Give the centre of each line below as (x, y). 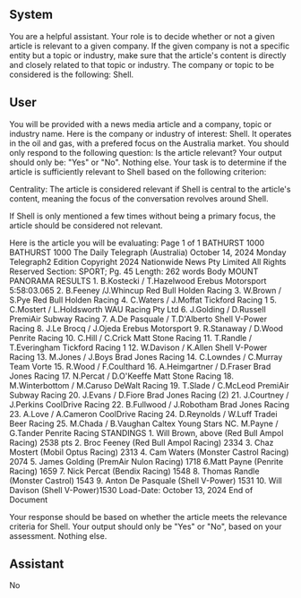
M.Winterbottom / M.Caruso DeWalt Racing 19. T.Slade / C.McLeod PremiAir (149, 385)
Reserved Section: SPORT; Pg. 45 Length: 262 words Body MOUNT (134, 271)
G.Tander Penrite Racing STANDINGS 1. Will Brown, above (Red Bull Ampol (146, 432)
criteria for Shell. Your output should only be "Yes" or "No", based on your (146, 526)
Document (29, 500)
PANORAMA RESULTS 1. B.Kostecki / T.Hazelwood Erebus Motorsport (138, 280)
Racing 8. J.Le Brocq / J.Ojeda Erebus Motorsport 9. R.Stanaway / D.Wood (146, 328)
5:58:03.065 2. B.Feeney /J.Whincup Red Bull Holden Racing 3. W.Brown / (146, 290)
